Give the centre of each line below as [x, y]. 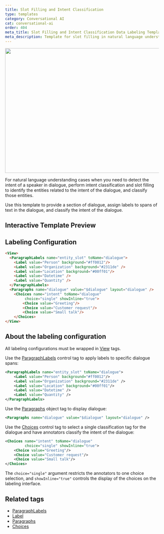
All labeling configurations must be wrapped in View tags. [63, 348]
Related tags [25, 499]
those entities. [19, 195]
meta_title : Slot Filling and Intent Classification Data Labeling [75, 32]
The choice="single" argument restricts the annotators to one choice [74, 473]
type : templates [21, 14]
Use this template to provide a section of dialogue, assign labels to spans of [81, 205]
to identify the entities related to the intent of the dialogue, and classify [76, 190]
